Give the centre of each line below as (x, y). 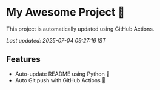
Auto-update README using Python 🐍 (62, 74)
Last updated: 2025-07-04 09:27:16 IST (56, 40)
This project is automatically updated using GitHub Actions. (80, 29)
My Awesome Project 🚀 (66, 12)
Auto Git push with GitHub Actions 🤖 (60, 80)
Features (23, 59)
